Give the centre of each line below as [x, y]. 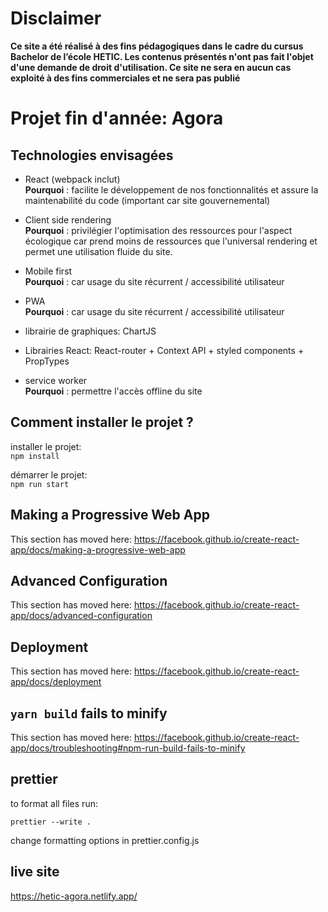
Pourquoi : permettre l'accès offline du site [113, 391]
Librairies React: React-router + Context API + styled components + [164, 350]
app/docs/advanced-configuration [81, 616]
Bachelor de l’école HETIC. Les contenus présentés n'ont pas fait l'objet [162, 56]
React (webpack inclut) [72, 179]
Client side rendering [68, 219]
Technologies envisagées [92, 155]
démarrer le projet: [49, 474]
